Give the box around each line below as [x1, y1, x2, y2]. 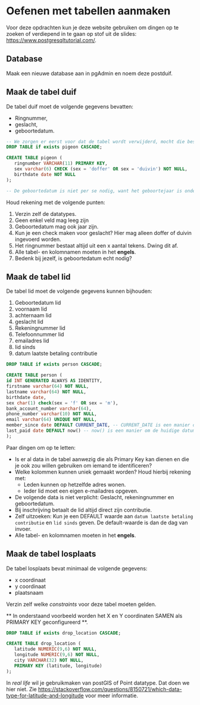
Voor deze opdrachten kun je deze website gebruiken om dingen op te [6, 24, 179, 31]
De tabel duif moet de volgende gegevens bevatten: [6, 103, 134, 110]
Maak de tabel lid [6, 271, 71, 282]
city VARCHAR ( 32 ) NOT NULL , [14, 657, 84, 663]
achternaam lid [14, 312, 52, 319]
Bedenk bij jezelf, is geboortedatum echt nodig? [14, 255, 132, 262]
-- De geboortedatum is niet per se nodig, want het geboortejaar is [6, 188, 183, 194]
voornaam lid [14, 305, 48, 313]
